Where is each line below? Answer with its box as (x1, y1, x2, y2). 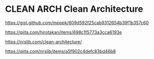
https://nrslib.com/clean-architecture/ (5, 38, 82, 45)
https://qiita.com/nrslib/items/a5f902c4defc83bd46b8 (5, 48, 116, 54)
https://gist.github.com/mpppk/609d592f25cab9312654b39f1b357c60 (5, 20, 149, 26)
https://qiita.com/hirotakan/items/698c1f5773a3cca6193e (5, 29, 122, 35)
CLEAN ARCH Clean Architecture (5, 3, 143, 15)
